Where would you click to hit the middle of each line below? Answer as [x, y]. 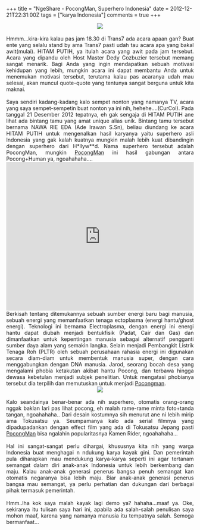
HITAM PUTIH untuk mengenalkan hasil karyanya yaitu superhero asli [100, 134]
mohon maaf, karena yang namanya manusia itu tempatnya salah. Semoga [100, 516]
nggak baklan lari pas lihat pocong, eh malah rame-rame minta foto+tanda [100, 408]
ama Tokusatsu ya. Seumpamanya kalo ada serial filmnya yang [100, 421]
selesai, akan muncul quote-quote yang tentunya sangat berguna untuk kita [100, 83]
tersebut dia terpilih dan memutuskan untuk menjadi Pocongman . [86, 383]
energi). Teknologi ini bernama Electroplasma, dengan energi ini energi [100, 326]
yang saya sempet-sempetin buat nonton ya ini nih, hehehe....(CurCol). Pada [100, 108]
